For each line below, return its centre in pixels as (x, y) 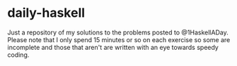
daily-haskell (46, 13)
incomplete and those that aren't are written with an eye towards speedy (113, 47)
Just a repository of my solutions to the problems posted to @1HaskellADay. (118, 32)
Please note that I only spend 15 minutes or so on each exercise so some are (119, 39)
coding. (18, 55)
